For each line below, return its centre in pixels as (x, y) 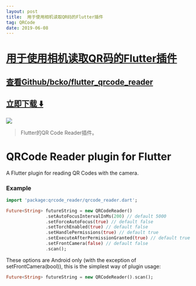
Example (19, 188)
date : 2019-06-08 (27, 28)
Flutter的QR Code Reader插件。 (59, 132)
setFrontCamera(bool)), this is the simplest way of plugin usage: (84, 266)
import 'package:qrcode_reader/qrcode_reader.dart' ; (72, 200)
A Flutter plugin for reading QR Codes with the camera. (72, 173)
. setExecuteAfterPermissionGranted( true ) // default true (118, 238)
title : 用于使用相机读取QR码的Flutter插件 (55, 17)
